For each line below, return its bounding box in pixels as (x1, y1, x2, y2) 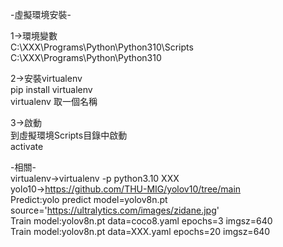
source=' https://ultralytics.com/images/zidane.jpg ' (10, 204, 220, 216)
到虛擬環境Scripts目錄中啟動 (10, 129, 128, 141)
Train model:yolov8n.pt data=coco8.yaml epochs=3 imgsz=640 (10, 215, 273, 227)
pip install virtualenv (10, 84, 93, 95)
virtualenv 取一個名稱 (10, 96, 98, 107)
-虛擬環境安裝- (10, 9, 72, 20)
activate (10, 141, 44, 152)
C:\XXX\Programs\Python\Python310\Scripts (10, 41, 194, 53)
